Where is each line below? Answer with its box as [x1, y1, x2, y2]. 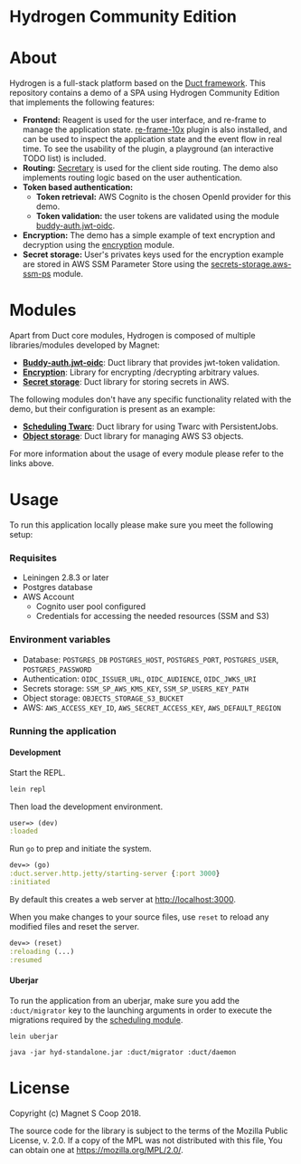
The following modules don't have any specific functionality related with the [9, 394, 292, 405]
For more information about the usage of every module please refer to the [9, 448, 285, 459]
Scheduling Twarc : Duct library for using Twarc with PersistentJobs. [22, 421, 278, 432]
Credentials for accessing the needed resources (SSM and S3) [35, 611, 269, 622]
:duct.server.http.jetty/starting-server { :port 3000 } [9, 869, 221, 879]
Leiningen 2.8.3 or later [22, 572, 109, 583]
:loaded [9, 826, 39, 836]
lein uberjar [9, 1032, 59, 1041]
